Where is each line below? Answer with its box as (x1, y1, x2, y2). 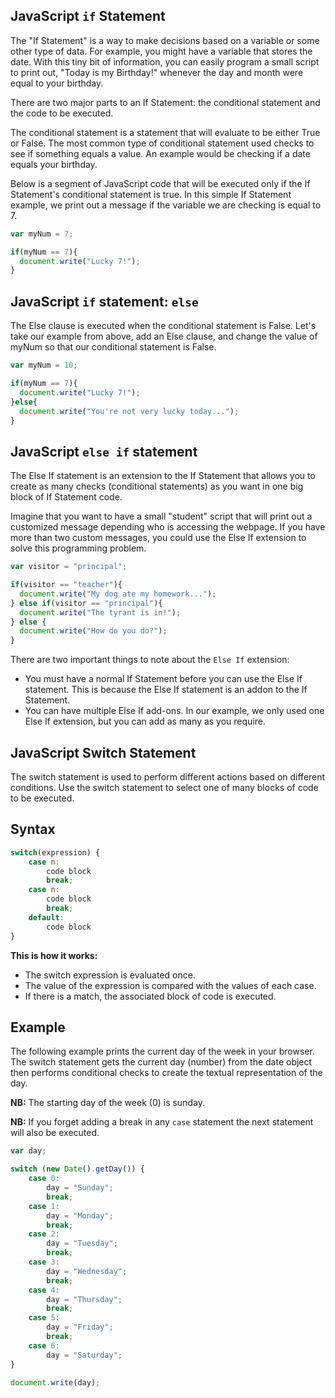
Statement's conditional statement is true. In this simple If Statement (10, 188, 292, 200)
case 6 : (28, 1340, 60, 1351)
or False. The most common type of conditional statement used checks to (10, 137, 315, 149)
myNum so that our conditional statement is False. (10, 341, 217, 353)
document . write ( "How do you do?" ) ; (19, 626, 168, 636)
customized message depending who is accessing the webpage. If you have (10, 521, 326, 533)
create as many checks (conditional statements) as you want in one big (10, 480, 304, 493)
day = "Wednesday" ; (46, 1266, 128, 1276)
